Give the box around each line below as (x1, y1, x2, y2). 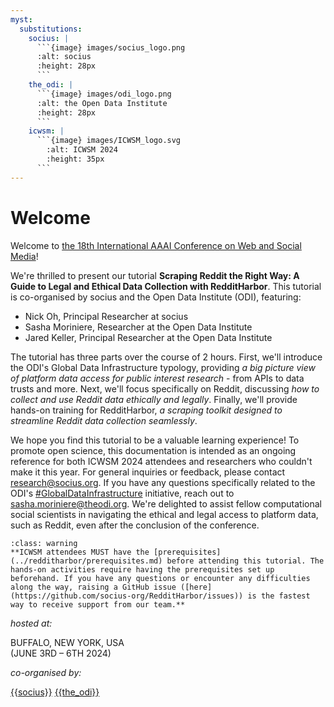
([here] (180, 582, 213, 592)
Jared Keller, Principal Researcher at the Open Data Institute (24, 331, 273, 343)
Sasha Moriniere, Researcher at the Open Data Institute (24, 321, 253, 333)
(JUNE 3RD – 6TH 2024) (10, 647, 112, 659)
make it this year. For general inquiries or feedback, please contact (10, 466, 286, 478)
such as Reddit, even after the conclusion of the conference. (10, 519, 260, 531)
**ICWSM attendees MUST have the (10, 547, 150, 557)
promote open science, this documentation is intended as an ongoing (10, 444, 297, 456)
